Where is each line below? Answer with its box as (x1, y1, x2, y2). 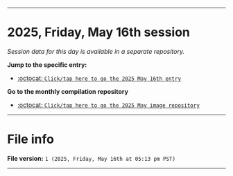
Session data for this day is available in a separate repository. (7, 47, 185, 55)
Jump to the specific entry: (7, 60, 87, 69)
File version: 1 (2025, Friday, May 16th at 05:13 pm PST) (7, 154, 175, 162)
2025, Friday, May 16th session (7, 25, 191, 40)
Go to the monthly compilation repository (7, 87, 128, 95)
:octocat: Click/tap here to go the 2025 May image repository (17, 101, 200, 109)
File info (7, 132, 54, 147)
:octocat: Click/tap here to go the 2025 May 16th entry (17, 74, 182, 82)
